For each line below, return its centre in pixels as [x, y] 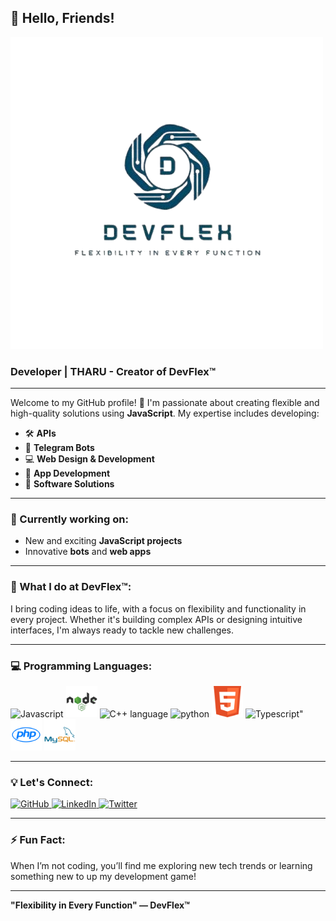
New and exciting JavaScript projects [103, 541]
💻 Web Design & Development [89, 459]
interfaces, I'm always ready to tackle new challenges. [122, 630]
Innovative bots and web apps [88, 552]
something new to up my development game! [103, 876]
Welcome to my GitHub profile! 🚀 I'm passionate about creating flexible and [165, 403]
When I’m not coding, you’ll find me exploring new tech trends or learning [161, 865]
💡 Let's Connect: [52, 782]
